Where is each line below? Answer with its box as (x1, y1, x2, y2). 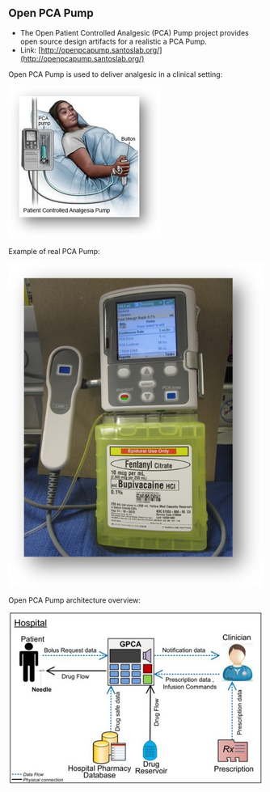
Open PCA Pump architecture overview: (8, 595, 141, 605)
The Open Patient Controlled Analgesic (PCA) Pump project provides (19, 28, 249, 37)
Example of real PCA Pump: (8, 246, 100, 256)
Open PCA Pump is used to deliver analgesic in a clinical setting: (8, 69, 223, 79)
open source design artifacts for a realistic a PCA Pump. (19, 36, 208, 46)
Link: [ (19, 44, 42, 55)
